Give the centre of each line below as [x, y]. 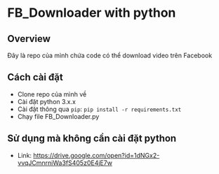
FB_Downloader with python [92, 13]
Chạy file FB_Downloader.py [58, 116]
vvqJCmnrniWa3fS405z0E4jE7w [65, 163]
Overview [29, 39]
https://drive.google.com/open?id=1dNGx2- [97, 155]
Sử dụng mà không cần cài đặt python [92, 139]
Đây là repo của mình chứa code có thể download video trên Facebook [110, 55]
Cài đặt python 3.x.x [46, 101]
